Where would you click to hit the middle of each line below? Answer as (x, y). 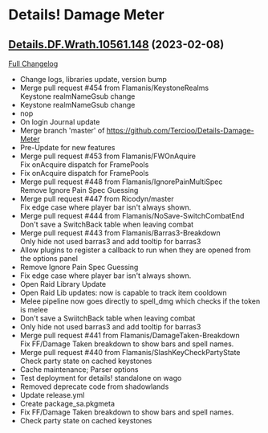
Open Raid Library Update (63, 284)
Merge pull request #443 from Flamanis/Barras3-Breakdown (120, 233)
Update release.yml (52, 395)
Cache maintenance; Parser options (79, 370)
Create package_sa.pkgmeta (67, 404)
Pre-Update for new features (67, 147)
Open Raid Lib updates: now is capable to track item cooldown (123, 292)
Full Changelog (33, 63)
